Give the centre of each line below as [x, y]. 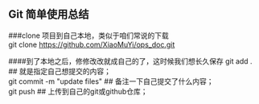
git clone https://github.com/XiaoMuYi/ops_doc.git [92, 44]
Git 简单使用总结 [49, 15]
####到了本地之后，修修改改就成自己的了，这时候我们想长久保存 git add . [130, 61]
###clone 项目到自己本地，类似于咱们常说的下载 [88, 35]
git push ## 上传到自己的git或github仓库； [78, 91]
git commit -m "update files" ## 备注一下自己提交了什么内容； [111, 81]
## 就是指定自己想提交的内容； [60, 71]
